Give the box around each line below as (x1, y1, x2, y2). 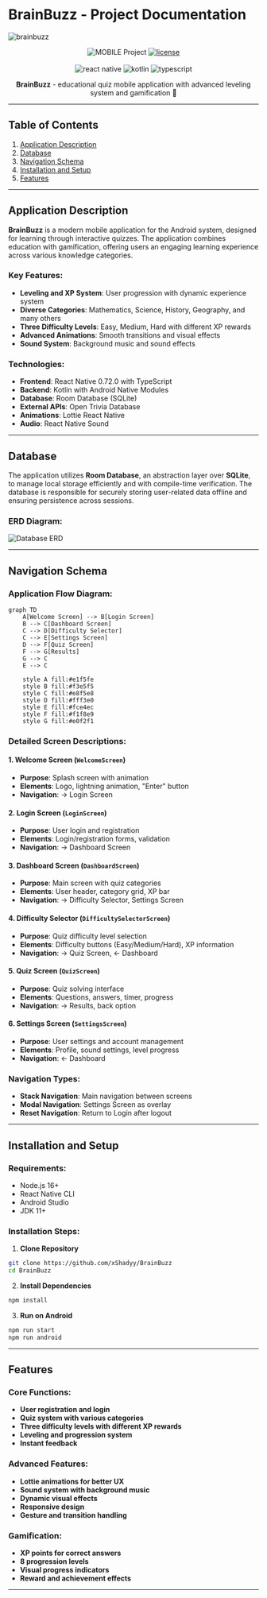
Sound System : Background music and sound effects (19, 339, 196, 348)
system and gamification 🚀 (90, 87, 177, 97)
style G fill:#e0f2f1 (22, 717, 94, 725)
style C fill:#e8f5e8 (22, 689, 94, 697)
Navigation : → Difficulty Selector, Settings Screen (19, 896, 184, 905)
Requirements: (8, 1163, 67, 1174)
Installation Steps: (8, 1226, 80, 1236)
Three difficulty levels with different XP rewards (19, 1422, 182, 1431)
